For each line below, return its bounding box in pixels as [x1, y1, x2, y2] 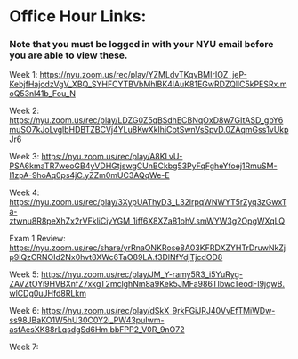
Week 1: [9, 69, 38, 80]
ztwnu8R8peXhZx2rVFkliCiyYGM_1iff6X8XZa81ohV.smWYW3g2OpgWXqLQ [9, 216, 286, 226]
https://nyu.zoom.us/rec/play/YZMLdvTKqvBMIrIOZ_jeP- [39, 69, 247, 80]
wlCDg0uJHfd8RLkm [9, 288, 87, 299]
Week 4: [9, 187, 40, 198]
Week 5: [9, 269, 40, 280]
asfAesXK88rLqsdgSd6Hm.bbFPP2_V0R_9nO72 [9, 324, 185, 335]
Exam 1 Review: [9, 233, 67, 244]
